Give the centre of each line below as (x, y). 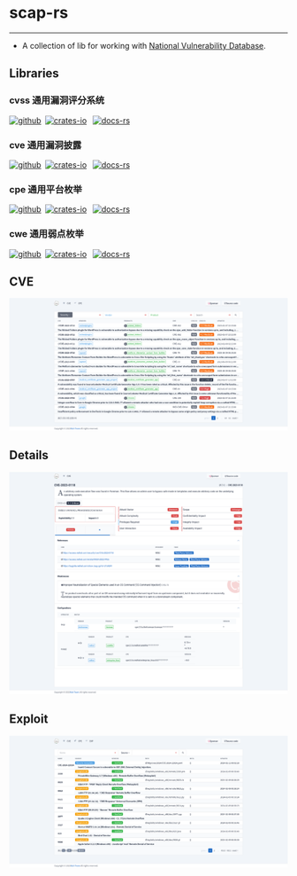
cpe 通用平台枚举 (46, 189)
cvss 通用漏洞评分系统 (57, 100)
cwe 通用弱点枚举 (46, 234)
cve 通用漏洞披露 (46, 145)
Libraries (34, 74)
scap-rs (39, 13)
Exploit (29, 720)
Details (29, 455)
